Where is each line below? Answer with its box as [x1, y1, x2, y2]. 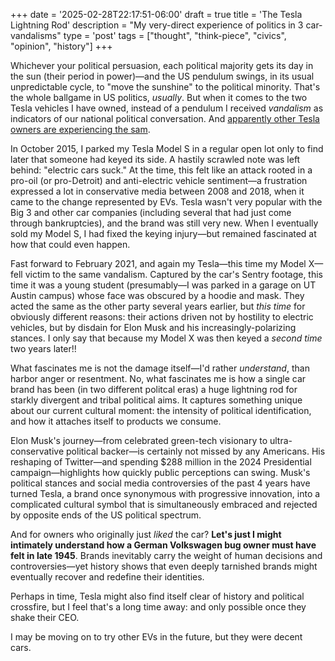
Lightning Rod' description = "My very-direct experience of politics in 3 [10, 19, 304, 31]
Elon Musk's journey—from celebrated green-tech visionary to [10, 435, 268, 446]
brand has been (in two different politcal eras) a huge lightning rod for [10, 384, 298, 395]
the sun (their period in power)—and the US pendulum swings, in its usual [10, 70, 315, 82]
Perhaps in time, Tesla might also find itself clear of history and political [10, 590, 305, 602]
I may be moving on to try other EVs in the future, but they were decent [10, 631, 303, 643]
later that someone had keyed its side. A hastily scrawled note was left [10, 154, 301, 165]
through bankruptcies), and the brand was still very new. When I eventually [10, 217, 319, 229]
